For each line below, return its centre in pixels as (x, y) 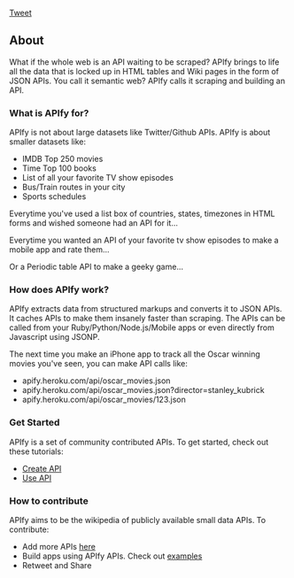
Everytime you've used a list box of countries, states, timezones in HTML (142, 214)
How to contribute (49, 501)
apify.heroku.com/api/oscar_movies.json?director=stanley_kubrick (143, 390)
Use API (37, 478)
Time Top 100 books (59, 168)
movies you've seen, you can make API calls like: (98, 364)
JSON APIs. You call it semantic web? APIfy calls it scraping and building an (147, 81)
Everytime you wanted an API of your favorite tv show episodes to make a (144, 240)
